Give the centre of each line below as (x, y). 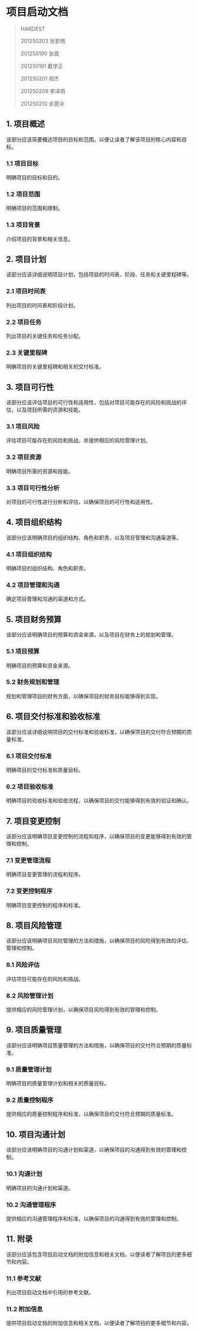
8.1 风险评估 (23, 965)
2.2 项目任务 (24, 322)
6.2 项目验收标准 (30, 786)
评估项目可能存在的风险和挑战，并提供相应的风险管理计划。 (78, 441)
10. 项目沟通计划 (36, 1134)
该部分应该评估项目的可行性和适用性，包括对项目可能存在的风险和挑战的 (94, 402)
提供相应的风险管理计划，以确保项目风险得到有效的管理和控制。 (83, 1010)
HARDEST (33, 29)
